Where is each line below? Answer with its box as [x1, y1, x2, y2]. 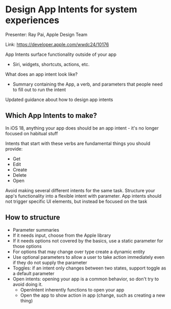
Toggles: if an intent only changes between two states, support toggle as [12, 265, 166, 271]
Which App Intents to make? [5, 111, 97, 120]
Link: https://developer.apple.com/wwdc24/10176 [5, 41, 109, 47]
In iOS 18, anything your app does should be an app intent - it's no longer [5, 125, 159, 131]
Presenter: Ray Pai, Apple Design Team [5, 31, 88, 37]
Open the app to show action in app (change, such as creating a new [20, 292, 165, 298]
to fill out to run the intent [12, 86, 66, 93]
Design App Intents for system [5, 4, 137, 15]
